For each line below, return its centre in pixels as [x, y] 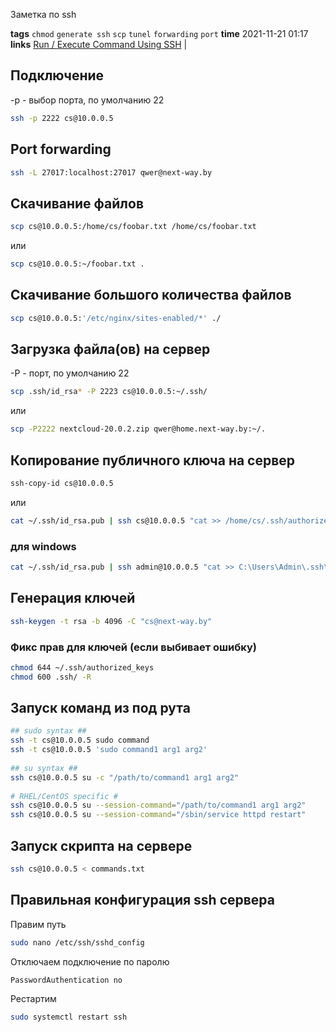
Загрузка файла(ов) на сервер [110, 349]
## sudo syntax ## [48, 731]
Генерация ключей [73, 598]
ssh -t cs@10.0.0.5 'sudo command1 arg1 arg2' [109, 750]
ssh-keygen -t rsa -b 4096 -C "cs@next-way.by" [111, 621]
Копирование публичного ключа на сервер [153, 460]
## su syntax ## [44, 768]
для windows [43, 546]
